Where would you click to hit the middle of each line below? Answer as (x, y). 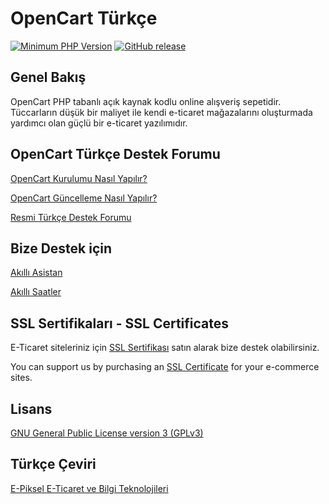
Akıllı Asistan (36, 273)
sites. (21, 378)
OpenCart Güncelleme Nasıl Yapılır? (84, 198)
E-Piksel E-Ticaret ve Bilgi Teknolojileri (89, 488)
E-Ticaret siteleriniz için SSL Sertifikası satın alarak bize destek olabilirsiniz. (165, 348)
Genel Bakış (48, 77)
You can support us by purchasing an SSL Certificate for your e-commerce (165, 367)
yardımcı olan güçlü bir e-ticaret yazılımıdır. (99, 123)
